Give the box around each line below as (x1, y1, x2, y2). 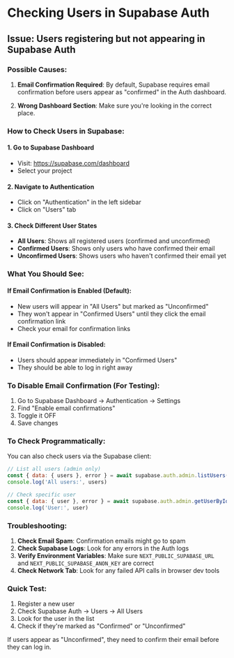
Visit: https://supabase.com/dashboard (17, 159, 130, 167)
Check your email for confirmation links (17, 324, 131, 332)
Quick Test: (7, 583, 47, 593)
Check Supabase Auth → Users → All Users (17, 607, 143, 615)
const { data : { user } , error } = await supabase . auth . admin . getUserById (7, 497, 229, 504)
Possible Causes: (7, 64, 68, 74)
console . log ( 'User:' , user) (7, 504, 89, 511)
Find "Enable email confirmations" (17, 404, 116, 413)
